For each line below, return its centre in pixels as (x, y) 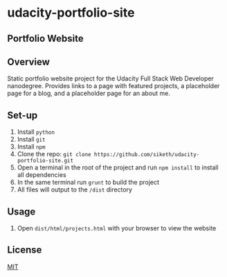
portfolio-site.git (45, 161)
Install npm (31, 146)
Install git (31, 140)
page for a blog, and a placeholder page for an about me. (89, 93)
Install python (36, 132)
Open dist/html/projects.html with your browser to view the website (117, 228)
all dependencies (42, 175)
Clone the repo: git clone (54, 154)
